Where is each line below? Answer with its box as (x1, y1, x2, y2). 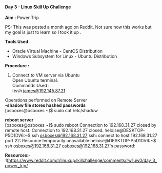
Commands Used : (12, 83, 50, 89)
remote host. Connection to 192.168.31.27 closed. (5, 127, 104, 134)
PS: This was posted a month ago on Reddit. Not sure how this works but (5, 24, 152, 30)
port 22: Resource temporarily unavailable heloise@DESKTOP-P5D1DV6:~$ (5, 138, 156, 144)
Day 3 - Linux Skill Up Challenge (5, 4, 71, 10)
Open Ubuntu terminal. (12, 77, 59, 83)
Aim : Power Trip (5, 15, 39, 20)
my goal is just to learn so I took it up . (5, 29, 81, 35)
